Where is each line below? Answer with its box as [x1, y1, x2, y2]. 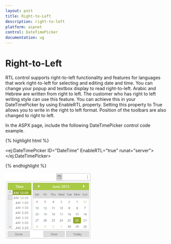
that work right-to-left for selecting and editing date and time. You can [5, 79, 153, 86]
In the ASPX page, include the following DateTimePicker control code [5, 122, 151, 128]
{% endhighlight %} [5, 162, 47, 169]
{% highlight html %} [5, 138, 50, 144]
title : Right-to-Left [5, 13, 52, 19]
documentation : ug [5, 35, 44, 40]
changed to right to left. [5, 112, 55, 118]
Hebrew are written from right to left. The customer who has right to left [5, 91, 156, 97]
